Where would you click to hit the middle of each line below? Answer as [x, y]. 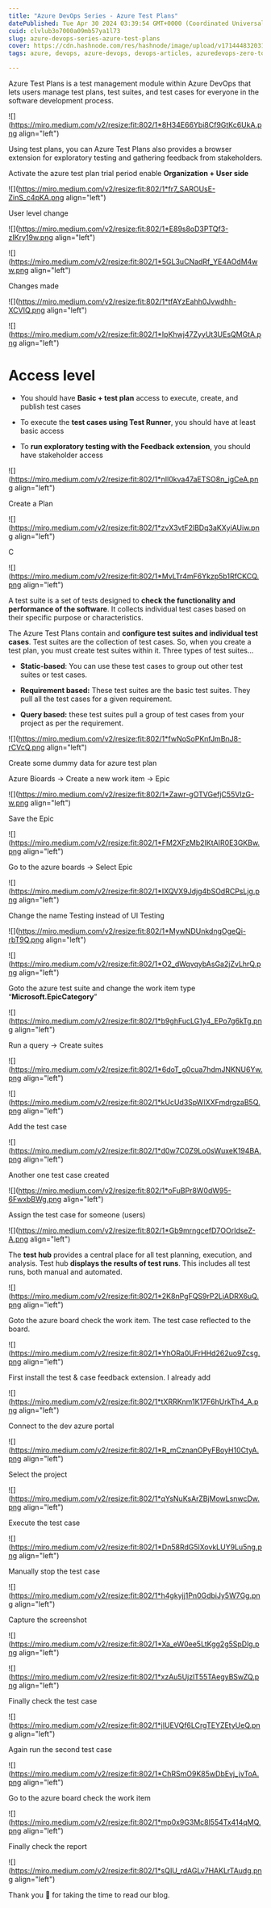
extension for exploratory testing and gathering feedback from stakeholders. [135, 158]
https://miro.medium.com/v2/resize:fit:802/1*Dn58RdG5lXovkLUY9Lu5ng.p [136, 1547]
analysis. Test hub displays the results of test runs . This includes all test [129, 1263]
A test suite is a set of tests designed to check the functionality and [122, 600]
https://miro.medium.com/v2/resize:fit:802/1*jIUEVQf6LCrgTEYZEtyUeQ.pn [135, 1725]
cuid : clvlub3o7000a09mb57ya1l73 [65, 31]
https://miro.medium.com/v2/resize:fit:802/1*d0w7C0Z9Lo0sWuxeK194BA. [136, 1150]
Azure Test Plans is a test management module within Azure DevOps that [130, 83]
